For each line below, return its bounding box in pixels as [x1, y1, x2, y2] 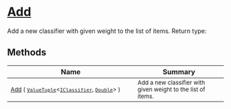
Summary [162, 66, 196, 76]
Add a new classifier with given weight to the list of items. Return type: [7, 27, 207, 35]
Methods [7, 47, 47, 58]
